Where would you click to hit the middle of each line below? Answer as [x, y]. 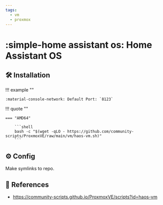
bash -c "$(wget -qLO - [40, 132]
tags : [11, 10]
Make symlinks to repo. [30, 169]
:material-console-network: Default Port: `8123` [59, 99]
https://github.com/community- [101, 132]
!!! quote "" [17, 109]
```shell [24, 127]
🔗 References [27, 185]
